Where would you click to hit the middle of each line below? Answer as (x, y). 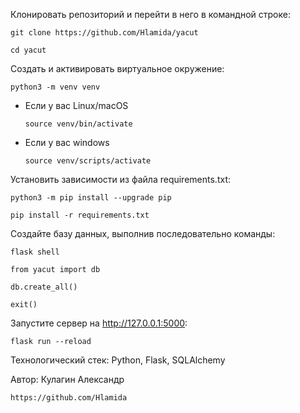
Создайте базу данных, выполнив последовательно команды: (143, 233)
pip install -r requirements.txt (80, 215)
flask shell (35, 252)
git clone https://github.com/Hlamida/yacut (104, 33)
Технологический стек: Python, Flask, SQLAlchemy (118, 360)
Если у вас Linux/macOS (76, 105)
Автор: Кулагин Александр (67, 379)
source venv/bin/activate (78, 124)
